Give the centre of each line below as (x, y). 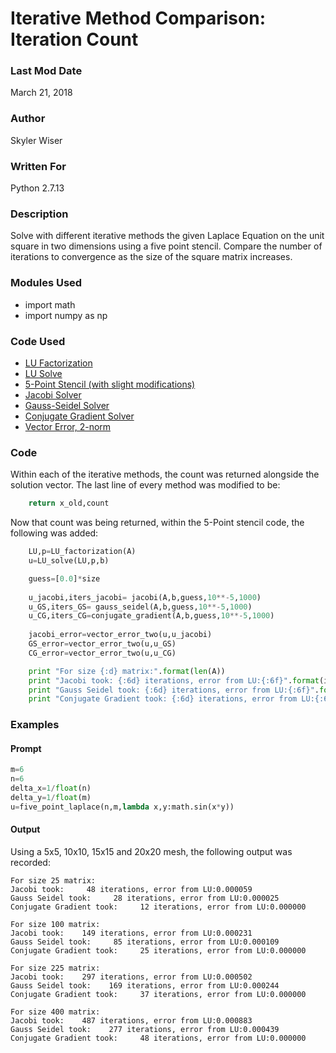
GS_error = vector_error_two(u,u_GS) (102, 644)
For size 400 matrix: (55, 1012)
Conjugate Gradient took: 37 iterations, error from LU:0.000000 (158, 994)
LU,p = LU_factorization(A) (82, 552)
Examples (35, 725)
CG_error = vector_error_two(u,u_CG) (102, 653)
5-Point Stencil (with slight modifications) (110, 384)
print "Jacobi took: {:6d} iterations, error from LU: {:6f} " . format (174, 680)
